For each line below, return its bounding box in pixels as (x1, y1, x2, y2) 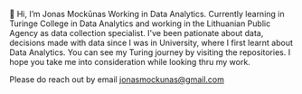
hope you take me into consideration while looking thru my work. (9, 57, 250, 67)
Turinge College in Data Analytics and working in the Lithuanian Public (9, 18, 271, 29)
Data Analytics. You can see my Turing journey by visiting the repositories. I (9, 47, 291, 58)
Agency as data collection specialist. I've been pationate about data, (9, 28, 264, 38)
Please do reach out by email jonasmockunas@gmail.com (9, 74, 224, 85)
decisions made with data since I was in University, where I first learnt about (9, 37, 294, 48)
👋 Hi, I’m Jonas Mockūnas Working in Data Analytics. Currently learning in (9, 9, 285, 19)
